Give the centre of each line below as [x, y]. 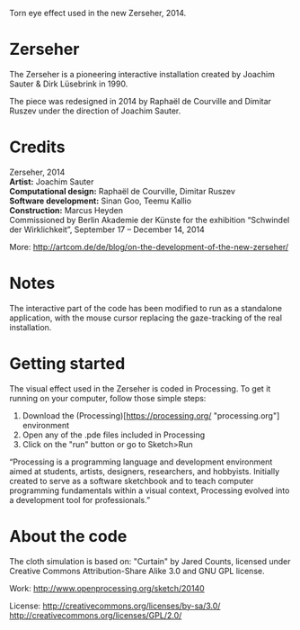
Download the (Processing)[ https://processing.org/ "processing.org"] [151, 415]
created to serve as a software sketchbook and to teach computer [132, 481]
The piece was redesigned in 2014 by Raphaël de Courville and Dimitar [141, 101]
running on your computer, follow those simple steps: [108, 398]
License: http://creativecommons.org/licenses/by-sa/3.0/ [115, 606]
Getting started [67, 364]
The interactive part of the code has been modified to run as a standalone [146, 308]
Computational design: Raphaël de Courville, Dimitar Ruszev [123, 191]
